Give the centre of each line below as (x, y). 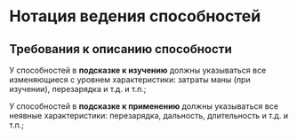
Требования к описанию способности (121, 49)
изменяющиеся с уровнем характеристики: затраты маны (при (130, 80)
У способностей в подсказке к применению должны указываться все (144, 106)
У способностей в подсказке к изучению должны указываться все (138, 70)
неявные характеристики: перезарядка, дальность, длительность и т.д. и (149, 116)
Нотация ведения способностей (135, 16)
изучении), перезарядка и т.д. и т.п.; (78, 89)
